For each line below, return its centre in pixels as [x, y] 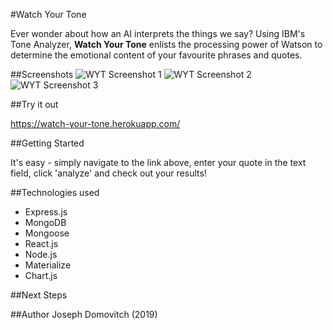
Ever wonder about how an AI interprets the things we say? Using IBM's [158, 33]
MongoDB [45, 222]
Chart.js [41, 275]
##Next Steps [39, 295]
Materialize [48, 265]
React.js [41, 243]
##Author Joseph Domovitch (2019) [84, 314]
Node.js [41, 254]
